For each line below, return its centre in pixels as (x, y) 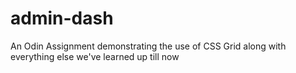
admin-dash (62, 18)
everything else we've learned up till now (95, 56)
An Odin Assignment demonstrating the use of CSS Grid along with (148, 46)
